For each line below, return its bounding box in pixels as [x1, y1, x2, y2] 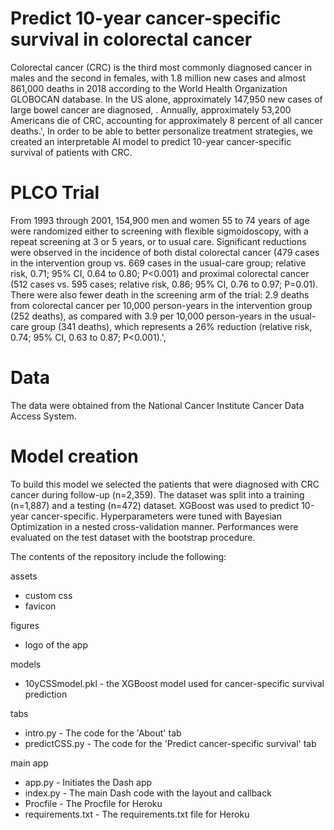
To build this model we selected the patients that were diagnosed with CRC [10, 478, 320, 490]
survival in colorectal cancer [10, 28, 253, 51]
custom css [24, 589, 73, 601]
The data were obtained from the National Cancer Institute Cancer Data [10, 399, 305, 411]
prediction [24, 688, 68, 700]
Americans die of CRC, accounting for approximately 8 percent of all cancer [10, 114, 323, 126]
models [10, 658, 42, 670]
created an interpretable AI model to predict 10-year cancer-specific [10, 135, 292, 147]
